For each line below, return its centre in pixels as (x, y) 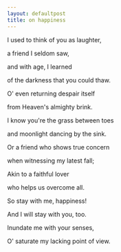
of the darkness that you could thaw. (59, 80)
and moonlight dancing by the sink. (57, 134)
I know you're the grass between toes (60, 120)
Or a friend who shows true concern (58, 147)
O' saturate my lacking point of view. (59, 241)
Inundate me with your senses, (51, 227)
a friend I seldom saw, (38, 53)
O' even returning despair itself (51, 93)
